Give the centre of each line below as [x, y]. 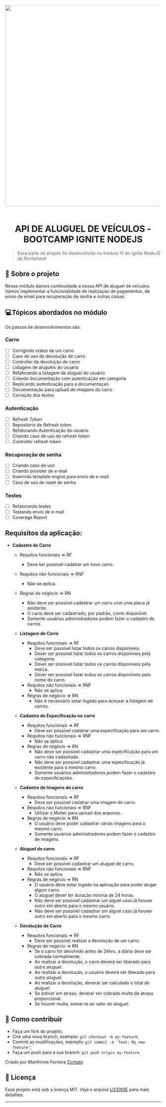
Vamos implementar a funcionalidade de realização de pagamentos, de [78, 291]
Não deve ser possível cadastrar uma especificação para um [96, 752]
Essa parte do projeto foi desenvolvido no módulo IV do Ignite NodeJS [89, 253]
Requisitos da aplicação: [44, 533]
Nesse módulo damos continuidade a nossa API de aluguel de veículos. [78, 286]
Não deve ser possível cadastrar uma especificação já [89, 762]
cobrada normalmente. [58, 956]
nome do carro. [50, 680]
